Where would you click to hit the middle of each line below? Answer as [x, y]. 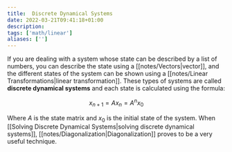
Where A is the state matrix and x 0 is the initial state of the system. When [111, 118]
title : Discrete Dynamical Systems [60, 13]
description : [26, 26]
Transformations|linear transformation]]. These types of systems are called [114, 81]
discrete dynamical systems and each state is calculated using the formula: [116, 88]
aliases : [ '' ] [28, 39]
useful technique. [32, 142]
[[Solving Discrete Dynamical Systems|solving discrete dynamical [101, 127]
